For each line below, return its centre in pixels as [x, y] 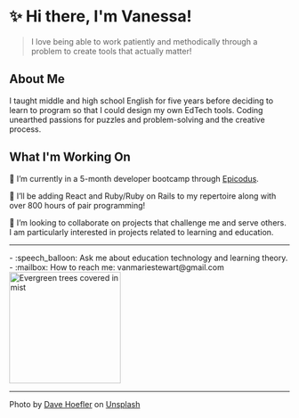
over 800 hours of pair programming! [77, 205]
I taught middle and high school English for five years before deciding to [141, 101]
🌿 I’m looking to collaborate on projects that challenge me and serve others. [148, 222]
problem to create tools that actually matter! [111, 51]
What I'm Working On [70, 157]
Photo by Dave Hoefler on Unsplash [75, 404]
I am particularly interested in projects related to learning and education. [141, 232]
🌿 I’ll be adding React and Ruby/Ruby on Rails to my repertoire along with [143, 196]
